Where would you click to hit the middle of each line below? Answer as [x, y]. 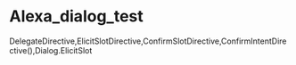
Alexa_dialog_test [77, 16]
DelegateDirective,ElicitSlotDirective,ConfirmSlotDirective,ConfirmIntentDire [148, 41]
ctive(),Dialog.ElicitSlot [51, 50]
